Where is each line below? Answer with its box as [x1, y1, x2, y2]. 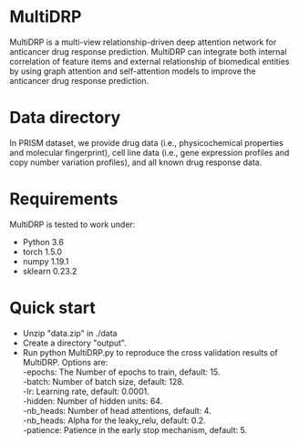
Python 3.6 [22, 236, 64, 247]
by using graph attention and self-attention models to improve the [9, 66, 257, 77]
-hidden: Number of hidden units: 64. [22, 395, 163, 407]
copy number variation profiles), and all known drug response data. [9, 157, 263, 168]
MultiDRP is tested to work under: [9, 219, 136, 230]
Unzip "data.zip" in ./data [22, 327, 118, 338]
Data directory [9, 108, 121, 129]
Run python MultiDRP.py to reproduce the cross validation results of [22, 346, 278, 357]
